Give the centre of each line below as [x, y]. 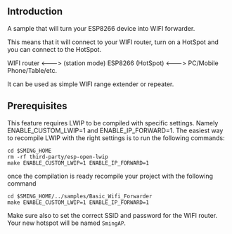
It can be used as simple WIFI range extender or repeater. [91, 84]
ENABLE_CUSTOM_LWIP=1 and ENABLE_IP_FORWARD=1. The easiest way [115, 130]
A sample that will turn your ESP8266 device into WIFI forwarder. [101, 28]
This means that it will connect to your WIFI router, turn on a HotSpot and [113, 42]
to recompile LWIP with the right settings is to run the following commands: [116, 138]
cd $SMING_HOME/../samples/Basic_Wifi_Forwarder [80, 196]
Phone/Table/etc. [32, 70]
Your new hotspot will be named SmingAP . [67, 223]
